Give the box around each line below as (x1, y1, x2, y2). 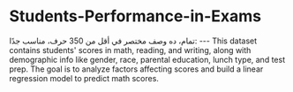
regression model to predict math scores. (9, 73, 159, 83)
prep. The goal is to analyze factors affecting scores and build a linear (9, 64, 264, 74)
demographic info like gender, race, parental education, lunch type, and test (9, 54, 285, 65)
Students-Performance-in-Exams (9, 6, 262, 27)
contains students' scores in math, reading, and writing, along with (9, 44, 252, 55)
